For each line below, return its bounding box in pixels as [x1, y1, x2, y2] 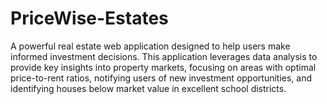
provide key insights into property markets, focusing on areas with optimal [10, 61, 317, 73]
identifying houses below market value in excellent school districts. [10, 82, 287, 94]
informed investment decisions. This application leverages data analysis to [10, 50, 318, 62]
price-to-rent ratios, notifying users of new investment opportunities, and [10, 72, 313, 84]
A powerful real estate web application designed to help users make [10, 40, 291, 52]
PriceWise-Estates [10, 7, 169, 30]
